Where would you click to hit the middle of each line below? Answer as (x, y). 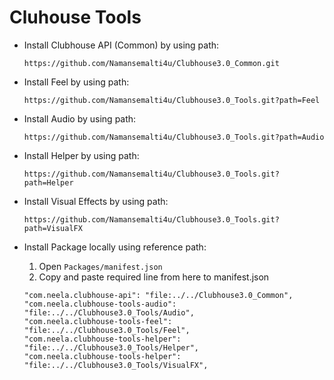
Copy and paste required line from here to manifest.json (154, 277)
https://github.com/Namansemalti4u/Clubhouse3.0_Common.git (151, 63)
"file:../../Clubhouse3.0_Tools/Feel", (107, 330)
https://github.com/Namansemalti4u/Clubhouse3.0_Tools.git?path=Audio (174, 137)
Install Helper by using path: (81, 155)
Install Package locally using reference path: (115, 247)
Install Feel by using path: (76, 82)
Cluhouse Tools (75, 17)
